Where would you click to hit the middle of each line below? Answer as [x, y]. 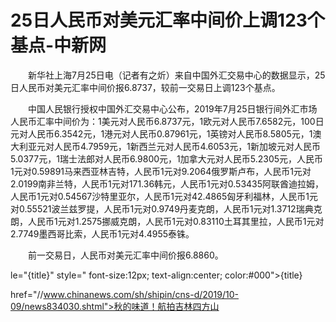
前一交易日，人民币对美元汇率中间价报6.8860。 [125, 255]
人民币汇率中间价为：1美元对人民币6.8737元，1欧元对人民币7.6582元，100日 [167, 121]
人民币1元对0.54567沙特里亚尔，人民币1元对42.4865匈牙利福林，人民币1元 [164, 196]
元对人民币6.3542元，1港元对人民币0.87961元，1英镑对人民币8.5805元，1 [161, 133]
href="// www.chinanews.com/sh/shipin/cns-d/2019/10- [125, 294]
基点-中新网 [58, 45]
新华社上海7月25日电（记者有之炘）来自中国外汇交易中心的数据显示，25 [176, 75]
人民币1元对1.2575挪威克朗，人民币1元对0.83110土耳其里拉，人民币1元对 [176, 221]
